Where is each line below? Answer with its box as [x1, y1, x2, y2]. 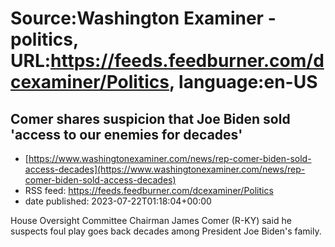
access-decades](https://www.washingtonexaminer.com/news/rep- [24, 163, 306, 175]
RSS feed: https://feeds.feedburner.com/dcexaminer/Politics [24, 185, 274, 196]
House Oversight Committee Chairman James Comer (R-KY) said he [10, 215, 292, 226]
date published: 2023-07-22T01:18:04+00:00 [24, 195, 212, 207]
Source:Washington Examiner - [10, 7, 277, 30]
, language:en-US [168, 71, 318, 94]
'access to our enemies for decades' [10, 126, 243, 143]
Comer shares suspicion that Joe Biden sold [10, 110, 291, 127]
